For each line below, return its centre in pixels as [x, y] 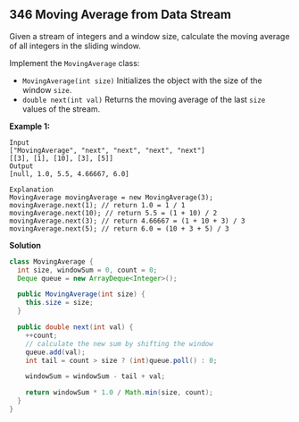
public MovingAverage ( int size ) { [81, 294]
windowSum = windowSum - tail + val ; [96, 376]
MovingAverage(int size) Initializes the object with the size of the [142, 80]
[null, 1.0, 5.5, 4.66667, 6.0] [69, 173]
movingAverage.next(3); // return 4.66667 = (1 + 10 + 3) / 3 [127, 221]
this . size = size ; [59, 303]
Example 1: [30, 126]
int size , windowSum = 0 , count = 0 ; [87, 270]
